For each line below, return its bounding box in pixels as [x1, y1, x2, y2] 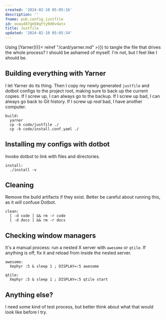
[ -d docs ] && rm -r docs [9, 218, 66, 223]
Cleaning [5, 181, 34, 190]
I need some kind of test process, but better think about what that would [5, 304, 154, 310]
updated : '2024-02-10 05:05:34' [5, 30, 72, 35]
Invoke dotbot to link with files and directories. [5, 153, 100, 159]
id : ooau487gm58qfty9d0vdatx [5, 21, 66, 26]
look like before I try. [5, 309, 47, 315]
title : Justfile [5, 26, 39, 31]
